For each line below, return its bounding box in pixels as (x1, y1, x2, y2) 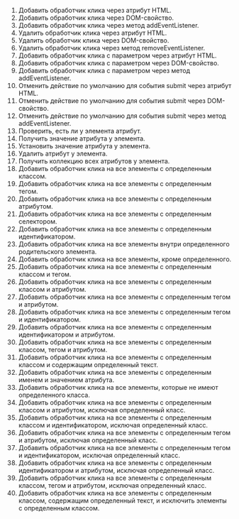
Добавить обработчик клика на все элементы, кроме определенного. (18, 255, 232, 263)
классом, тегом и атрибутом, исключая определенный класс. (18, 481, 207, 489)
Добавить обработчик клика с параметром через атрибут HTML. (18, 51, 217, 60)
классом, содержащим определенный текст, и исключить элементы (18, 496, 228, 505)
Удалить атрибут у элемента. (18, 149, 108, 158)
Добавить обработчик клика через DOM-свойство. (18, 13, 174, 22)
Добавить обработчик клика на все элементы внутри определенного (18, 240, 230, 248)
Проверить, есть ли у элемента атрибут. (18, 127, 142, 135)
